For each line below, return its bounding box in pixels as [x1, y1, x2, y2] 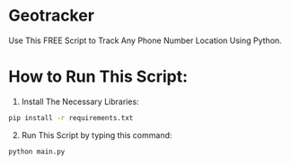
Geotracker [8, 5, 95, 26]
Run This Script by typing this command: [21, 129, 172, 140]
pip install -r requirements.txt [8, 113, 134, 122]
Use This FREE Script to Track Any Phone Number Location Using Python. [8, 35, 282, 46]
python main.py [8, 147, 66, 156]
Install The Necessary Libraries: [21, 96, 140, 107]
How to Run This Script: [8, 66, 189, 87]
